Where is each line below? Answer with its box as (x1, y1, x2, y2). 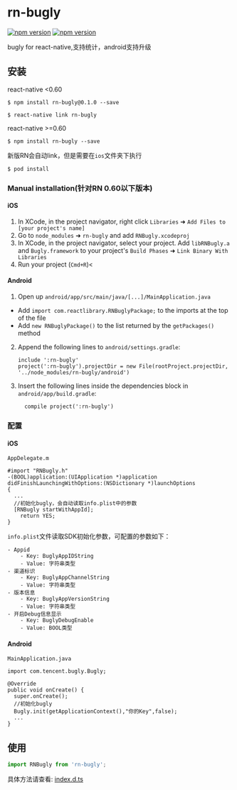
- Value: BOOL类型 (20, 624, 73, 632)
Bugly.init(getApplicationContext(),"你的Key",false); (14, 708, 178, 715)
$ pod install (7, 165, 50, 172)
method (17, 329, 41, 338)
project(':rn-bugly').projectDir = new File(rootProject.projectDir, (17, 363, 229, 370)
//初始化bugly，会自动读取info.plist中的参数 (14, 500, 137, 507)
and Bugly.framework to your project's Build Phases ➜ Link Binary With (17, 246, 228, 254)
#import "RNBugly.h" (7, 467, 69, 475)
